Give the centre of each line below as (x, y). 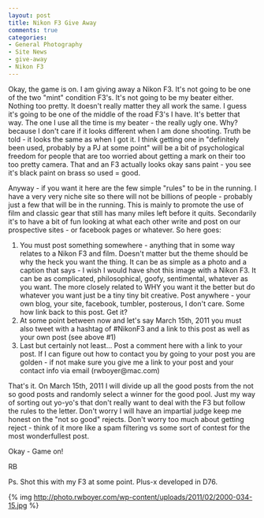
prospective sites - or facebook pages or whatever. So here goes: (115, 230)
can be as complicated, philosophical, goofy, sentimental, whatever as (134, 278)
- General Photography (45, 45)
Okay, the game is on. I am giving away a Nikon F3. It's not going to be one (129, 89)
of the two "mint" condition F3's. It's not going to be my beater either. (121, 97)
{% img (20, 497)
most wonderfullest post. (48, 436)
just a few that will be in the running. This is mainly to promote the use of (126, 205)
